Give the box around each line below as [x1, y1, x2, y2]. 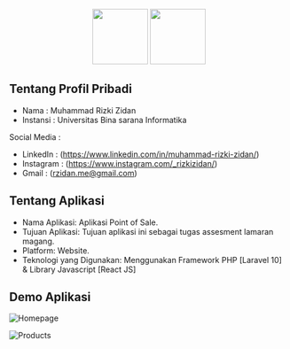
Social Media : [9, 131, 61, 142]
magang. [21, 236, 55, 246]
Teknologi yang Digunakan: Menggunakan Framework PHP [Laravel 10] [21, 254, 282, 265]
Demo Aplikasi [9, 290, 91, 305]
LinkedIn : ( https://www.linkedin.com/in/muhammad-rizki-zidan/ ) [21, 149, 260, 159]
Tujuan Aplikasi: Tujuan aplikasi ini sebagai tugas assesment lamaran [21, 226, 274, 237]
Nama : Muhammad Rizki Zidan [21, 105, 137, 115]
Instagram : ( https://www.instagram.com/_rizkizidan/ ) [21, 158, 218, 168]
